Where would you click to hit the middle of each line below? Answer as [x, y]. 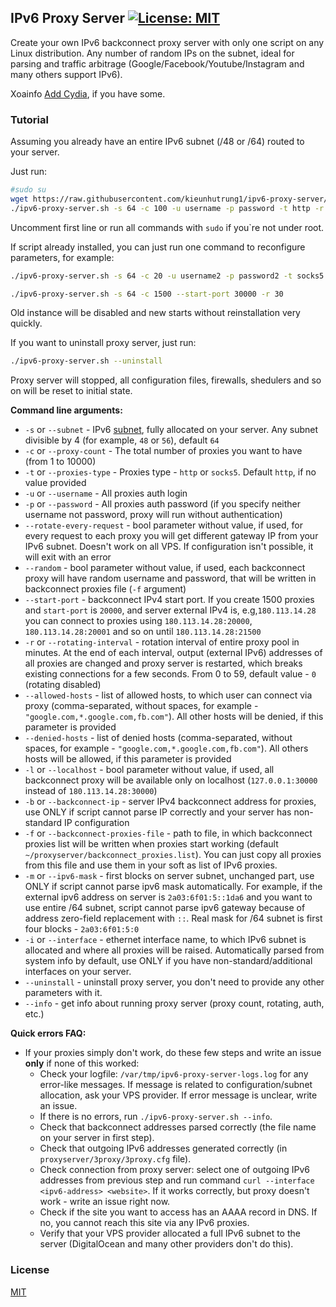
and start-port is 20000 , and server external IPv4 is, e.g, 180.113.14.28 [170, 610]
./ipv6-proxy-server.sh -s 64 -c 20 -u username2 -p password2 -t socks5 [167, 276]
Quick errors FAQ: [48, 1033]
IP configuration [96, 823]
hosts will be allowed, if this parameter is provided [128, 759]
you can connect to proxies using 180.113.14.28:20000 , [138, 621]
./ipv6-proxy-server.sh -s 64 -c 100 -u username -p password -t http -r [167, 208]
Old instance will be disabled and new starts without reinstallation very [155, 313]
